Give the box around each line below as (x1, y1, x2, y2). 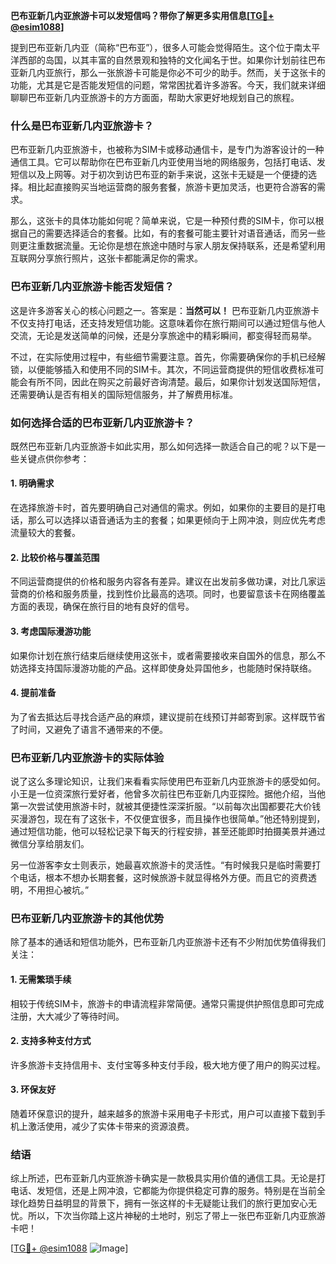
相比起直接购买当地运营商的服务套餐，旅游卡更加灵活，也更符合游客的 (27, 181, 317, 193)
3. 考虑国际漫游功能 (10, 625, 92, 637)
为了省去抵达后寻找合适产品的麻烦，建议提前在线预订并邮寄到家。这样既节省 (10, 710, 326, 723)
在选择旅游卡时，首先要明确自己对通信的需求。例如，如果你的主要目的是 (10, 502, 308, 514)
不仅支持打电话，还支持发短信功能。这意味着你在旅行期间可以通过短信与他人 (10, 317, 326, 329)
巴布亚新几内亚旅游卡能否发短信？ (10, 280, 175, 294)
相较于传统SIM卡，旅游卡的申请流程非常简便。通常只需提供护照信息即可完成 (10, 997, 325, 1009)
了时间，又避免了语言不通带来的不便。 (10, 723, 168, 735)
